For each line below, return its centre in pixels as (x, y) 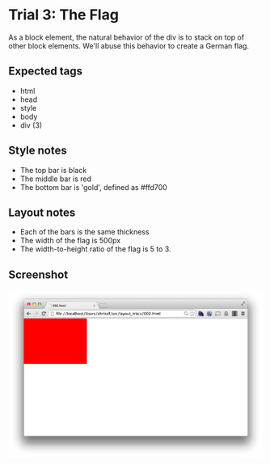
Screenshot (38, 274)
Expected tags (46, 72)
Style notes (38, 151)
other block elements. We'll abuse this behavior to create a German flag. (129, 45)
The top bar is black (53, 170)
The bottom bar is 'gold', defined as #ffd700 (93, 187)
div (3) (31, 125)
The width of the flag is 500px (70, 241)
